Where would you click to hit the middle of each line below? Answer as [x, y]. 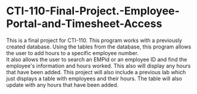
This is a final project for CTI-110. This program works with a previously [94, 40]
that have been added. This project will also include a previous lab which [96, 72]
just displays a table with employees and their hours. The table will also [94, 78]
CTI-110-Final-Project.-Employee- [93, 11]
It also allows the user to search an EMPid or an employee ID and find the [97, 59]
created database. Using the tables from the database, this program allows [99, 47]
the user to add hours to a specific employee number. [73, 53]
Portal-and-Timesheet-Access [84, 24]
